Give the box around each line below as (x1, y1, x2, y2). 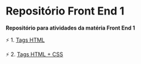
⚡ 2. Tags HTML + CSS (5, 50, 63, 58)
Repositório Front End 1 (5, 4, 125, 18)
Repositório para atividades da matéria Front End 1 (5, 24, 135, 31)
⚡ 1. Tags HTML (5, 36, 45, 43)
